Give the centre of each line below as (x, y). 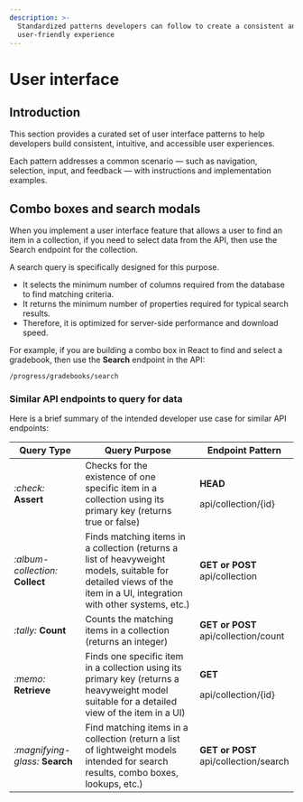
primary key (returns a (132, 679)
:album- (32, 559)
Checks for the (116, 466)
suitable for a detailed (131, 702)
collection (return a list (133, 739)
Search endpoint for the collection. (73, 250)
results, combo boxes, (132, 773)
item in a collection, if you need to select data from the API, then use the (143, 240)
